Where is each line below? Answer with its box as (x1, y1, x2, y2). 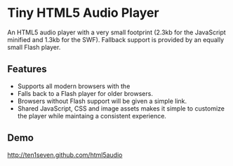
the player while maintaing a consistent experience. (17, 111, 167, 120)
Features (7, 63, 47, 75)
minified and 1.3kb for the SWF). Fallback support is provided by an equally (7, 35, 225, 43)
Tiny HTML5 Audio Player (7, 5, 159, 21)
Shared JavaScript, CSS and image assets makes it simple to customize (17, 104, 225, 113)
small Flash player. (7, 43, 61, 51)
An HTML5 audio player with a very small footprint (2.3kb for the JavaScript (7, 28, 226, 36)
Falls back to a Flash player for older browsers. (17, 89, 153, 97)
